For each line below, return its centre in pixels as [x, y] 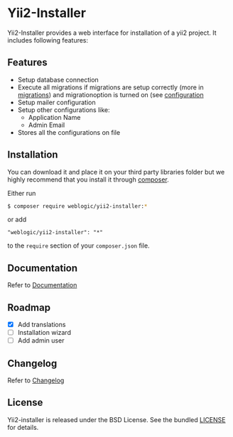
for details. [23, 427]
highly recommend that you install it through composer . [88, 179]
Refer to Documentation [42, 285]
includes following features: [48, 40]
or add [17, 220]
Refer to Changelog [36, 380]
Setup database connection [58, 79]
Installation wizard [44, 333]
